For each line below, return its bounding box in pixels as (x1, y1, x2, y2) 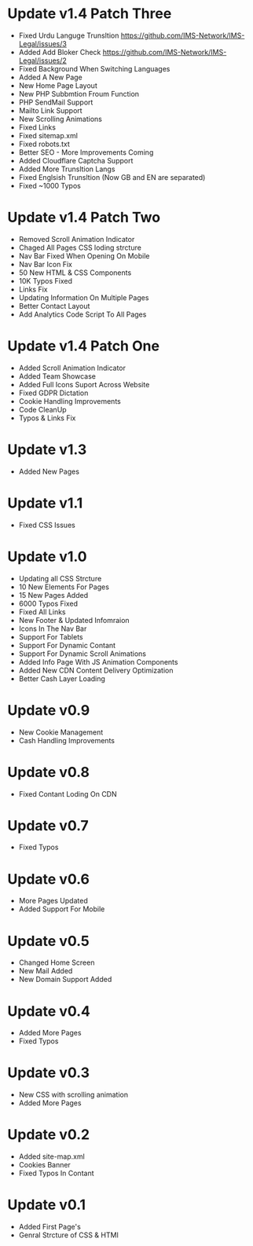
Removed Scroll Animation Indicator (18, 234, 135, 244)
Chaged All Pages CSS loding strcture (18, 243, 142, 252)
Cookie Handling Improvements (18, 396, 121, 405)
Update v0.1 (7, 1196, 86, 1214)
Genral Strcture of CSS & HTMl (18, 1230, 119, 1240)
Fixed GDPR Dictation (18, 388, 89, 398)
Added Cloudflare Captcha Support (18, 156, 134, 165)
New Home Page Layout (18, 80, 97, 90)
